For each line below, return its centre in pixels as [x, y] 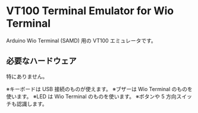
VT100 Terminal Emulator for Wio [90, 11]
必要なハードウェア [41, 61]
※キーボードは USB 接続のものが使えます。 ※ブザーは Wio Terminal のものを [100, 89]
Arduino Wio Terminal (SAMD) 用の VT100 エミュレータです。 [81, 40]
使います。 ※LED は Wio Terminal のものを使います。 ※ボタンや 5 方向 [91, 96]
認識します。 [32, 104]
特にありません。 [27, 76]
